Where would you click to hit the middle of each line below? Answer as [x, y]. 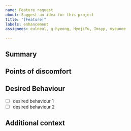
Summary [21, 54]
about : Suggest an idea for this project [50, 15]
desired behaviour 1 [33, 101]
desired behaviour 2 [34, 107]
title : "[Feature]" [26, 19]
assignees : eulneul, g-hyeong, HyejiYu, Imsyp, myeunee [65, 29]
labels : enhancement [27, 24]
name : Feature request [29, 10]
